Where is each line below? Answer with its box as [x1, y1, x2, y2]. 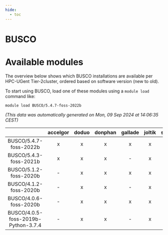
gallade [121, 128, 139, 135]
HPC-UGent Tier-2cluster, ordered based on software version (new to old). [5, 78, 159, 84]
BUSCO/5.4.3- [7, 151, 43, 158]
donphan [94, 128, 116, 135]
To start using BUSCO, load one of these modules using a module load [5, 88, 149, 94]
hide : [5, 7, 16, 12]
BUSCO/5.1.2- [7, 166, 43, 173]
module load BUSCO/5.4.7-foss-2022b [5, 103, 81, 108]
